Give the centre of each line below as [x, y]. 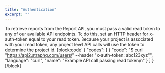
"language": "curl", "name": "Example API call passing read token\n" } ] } [80, 60]
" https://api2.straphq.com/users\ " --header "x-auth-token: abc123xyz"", [79, 55]
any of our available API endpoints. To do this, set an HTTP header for [77, 34]
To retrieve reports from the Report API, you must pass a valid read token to [82, 28]
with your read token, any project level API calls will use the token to [75, 44]
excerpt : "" [17, 14]
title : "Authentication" [31, 10]
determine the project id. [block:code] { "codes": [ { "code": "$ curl [74, 50]
